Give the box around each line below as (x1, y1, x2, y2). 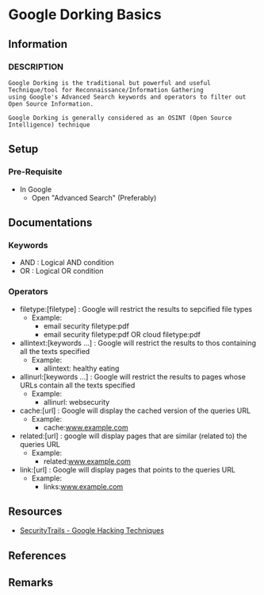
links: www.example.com (43, 481, 124, 491)
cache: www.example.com (43, 422, 128, 432)
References (8, 549, 67, 562)
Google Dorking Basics (8, 6, 162, 24)
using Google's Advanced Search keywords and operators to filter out (8, 93, 247, 101)
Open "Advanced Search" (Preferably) (31, 192, 157, 202)
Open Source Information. (8, 99, 94, 108)
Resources (8, 504, 63, 518)
